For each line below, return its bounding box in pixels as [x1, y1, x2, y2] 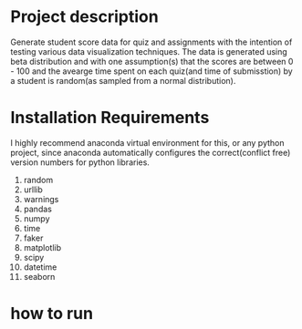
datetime [23, 262, 57, 272]
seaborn [23, 271, 56, 282]
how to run [10, 303, 94, 324]
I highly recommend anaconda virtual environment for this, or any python [10, 137, 286, 148]
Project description [10, 6, 159, 27]
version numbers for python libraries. [10, 157, 150, 168]
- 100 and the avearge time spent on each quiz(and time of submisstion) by [10, 66, 293, 77]
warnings [23, 193, 59, 204]
